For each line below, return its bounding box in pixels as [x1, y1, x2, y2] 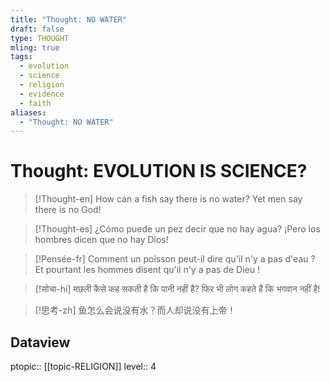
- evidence [19, 89, 65, 99]
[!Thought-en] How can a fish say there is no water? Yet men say [34, 193, 303, 205]
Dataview [10, 334, 71, 351]
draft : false [10, 24, 65, 34]
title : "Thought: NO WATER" [10, 14, 128, 25]
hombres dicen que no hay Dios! [34, 234, 169, 246]
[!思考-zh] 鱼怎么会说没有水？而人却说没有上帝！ [34, 304, 237, 316]
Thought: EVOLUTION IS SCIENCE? [10, 160, 308, 183]
